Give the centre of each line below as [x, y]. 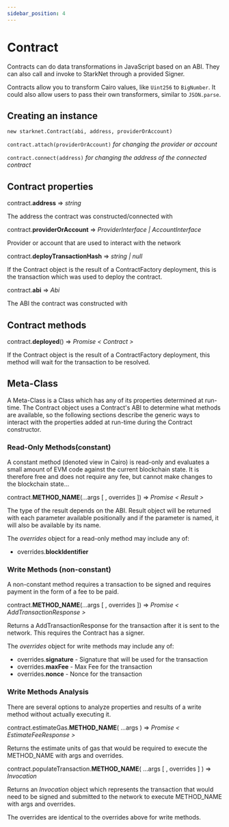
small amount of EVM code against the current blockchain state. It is [103, 469]
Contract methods [47, 325]
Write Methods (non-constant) [59, 570]
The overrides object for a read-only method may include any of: [98, 539]
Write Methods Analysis [48, 692]
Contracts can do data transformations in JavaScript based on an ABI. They [113, 67]
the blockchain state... [38, 484]
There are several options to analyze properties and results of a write [104, 707]
